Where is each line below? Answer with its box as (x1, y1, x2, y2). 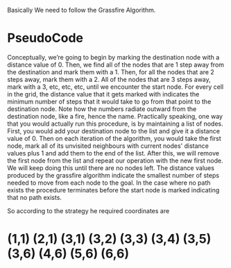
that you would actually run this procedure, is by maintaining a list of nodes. (7, 119, 223, 128)
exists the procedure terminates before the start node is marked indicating (7, 185, 220, 194)
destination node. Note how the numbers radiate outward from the (7, 104, 197, 113)
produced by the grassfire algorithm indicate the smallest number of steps (7, 171, 220, 179)
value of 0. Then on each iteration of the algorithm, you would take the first (7, 134, 222, 142)
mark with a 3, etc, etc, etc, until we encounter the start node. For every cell (7, 83, 224, 91)
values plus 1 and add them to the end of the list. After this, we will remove (7, 149, 220, 157)
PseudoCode (7, 31, 83, 46)
